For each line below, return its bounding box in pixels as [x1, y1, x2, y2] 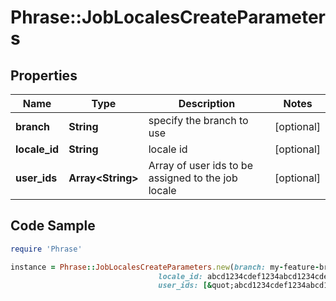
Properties [10, 67, 78, 84]
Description [178, 97, 236, 110]
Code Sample [10, 217, 96, 235]
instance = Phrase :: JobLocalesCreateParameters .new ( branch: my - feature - [10, 262, 320, 272]
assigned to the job [148, 171, 238, 185]
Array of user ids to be [148, 159, 253, 172]
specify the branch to [148, 114, 249, 127]
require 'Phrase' [10, 244, 83, 254]
